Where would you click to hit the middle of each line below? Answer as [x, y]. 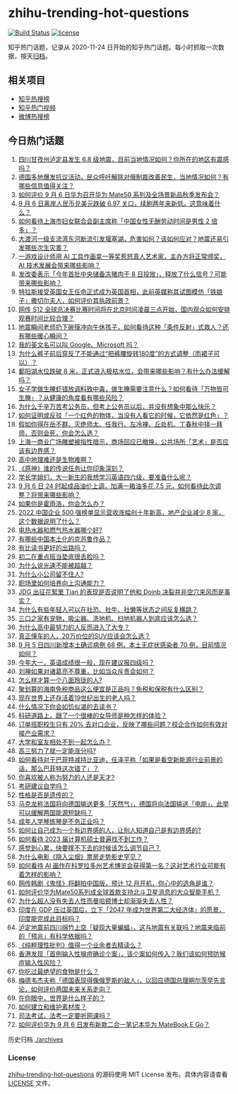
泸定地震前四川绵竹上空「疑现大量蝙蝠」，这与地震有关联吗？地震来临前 [122, 927]
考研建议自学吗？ [43, 786]
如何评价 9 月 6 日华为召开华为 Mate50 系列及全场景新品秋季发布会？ [119, 194]
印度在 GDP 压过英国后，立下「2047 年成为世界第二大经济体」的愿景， [121, 910]
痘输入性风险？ [40, 963]
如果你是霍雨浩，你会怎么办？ [61, 504]
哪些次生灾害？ [46, 247]
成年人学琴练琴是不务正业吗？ [61, 821]
